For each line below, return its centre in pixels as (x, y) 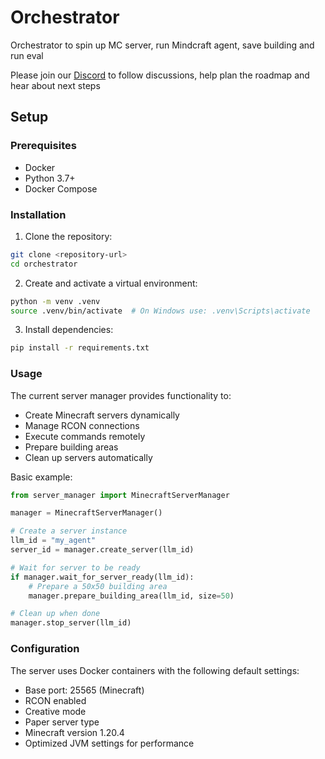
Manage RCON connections (82, 425)
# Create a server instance (69, 531)
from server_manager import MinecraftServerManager (120, 495)
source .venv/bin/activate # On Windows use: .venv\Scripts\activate (160, 311)
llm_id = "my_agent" (53, 541)
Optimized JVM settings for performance (109, 743)
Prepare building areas (71, 447)
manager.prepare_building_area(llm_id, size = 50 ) (131, 596)
